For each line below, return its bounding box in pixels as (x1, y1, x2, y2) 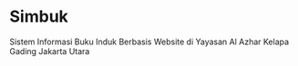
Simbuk (9, 6, 68, 27)
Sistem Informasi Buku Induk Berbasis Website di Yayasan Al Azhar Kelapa (9, 36, 290, 47)
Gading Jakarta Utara (9, 45, 90, 56)
